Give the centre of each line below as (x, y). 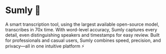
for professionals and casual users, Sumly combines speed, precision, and (83, 40)
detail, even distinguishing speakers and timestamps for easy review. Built (82, 35)
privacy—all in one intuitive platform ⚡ (45, 46)
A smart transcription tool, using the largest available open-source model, (82, 24)
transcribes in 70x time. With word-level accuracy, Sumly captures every (81, 29)
